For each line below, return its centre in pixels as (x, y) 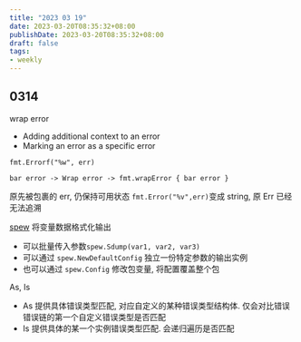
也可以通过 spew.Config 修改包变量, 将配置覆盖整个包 (121, 269)
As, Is (20, 287)
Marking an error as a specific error (89, 145)
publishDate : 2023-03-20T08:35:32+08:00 (87, 34)
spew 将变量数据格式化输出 (60, 227)
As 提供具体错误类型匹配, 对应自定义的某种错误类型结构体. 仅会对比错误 (156, 306)
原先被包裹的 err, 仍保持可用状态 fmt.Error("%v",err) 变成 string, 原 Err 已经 (151, 196)
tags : (19, 52)
